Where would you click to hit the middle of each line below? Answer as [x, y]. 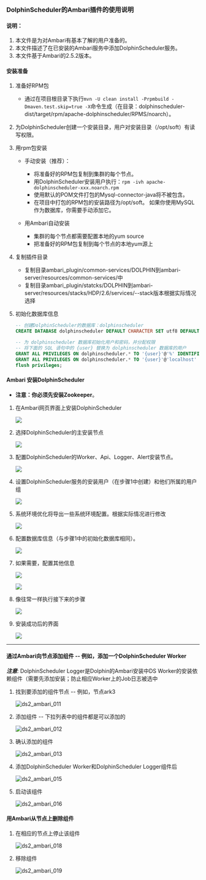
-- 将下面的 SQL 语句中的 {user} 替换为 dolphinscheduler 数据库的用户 [101, 348]
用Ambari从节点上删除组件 [40, 819]
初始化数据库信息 [37, 314]
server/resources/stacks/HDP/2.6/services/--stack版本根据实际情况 [110, 293]
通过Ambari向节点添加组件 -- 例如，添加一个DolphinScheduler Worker [97, 656]
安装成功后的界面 [37, 623]
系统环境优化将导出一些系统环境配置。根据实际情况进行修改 [90, 514]
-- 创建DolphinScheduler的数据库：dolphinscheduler [79, 326]
